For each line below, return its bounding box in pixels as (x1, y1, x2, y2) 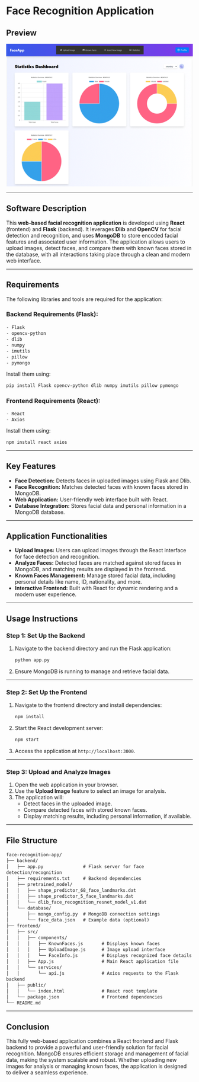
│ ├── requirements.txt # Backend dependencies (6, 876, 142, 882)
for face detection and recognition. (14, 553, 100, 561)
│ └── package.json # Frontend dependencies (6, 994, 163, 1000)
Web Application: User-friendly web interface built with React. (14, 496, 168, 503)
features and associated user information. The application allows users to (6, 238, 185, 245)
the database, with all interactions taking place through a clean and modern (6, 251, 191, 258)
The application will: (14, 794, 64, 801)
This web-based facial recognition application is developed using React (6, 219, 185, 226)
